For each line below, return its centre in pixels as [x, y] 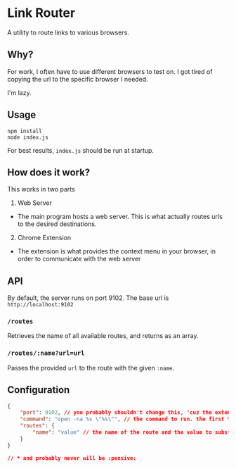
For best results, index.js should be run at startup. [81, 150]
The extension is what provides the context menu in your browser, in [117, 251]
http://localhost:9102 [40, 305]
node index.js [28, 137]
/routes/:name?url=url [46, 353]
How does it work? [49, 172]
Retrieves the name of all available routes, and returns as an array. [103, 336]
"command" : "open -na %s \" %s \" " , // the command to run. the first [122, 419]
